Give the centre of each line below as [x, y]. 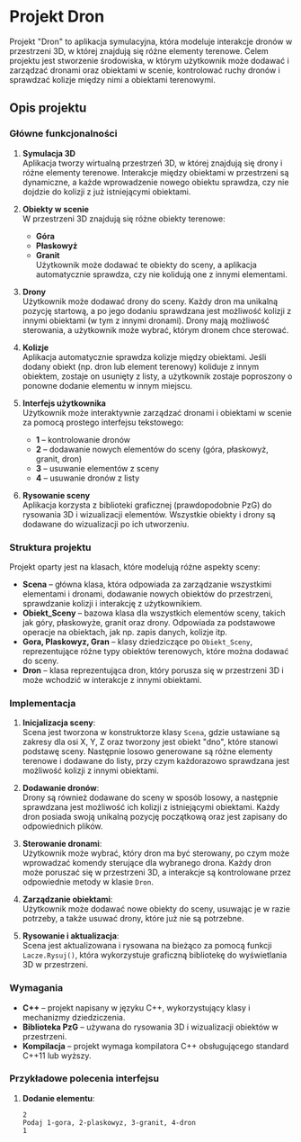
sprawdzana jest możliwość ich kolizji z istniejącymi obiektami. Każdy [151, 807]
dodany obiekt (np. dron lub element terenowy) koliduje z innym [141, 366]
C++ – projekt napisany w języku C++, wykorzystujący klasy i [136, 1007]
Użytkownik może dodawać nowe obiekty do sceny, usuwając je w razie [156, 909]
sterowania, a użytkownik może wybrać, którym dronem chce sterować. [155, 329]
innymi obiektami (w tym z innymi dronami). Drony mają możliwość [146, 320]
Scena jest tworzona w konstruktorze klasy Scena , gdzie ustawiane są [151, 733]
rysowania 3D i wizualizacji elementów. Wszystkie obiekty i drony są [149, 514]
